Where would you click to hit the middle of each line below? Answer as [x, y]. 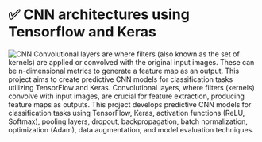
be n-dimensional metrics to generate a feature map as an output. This [124, 71]
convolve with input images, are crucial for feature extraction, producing [126, 96]
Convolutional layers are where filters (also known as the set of [137, 54]
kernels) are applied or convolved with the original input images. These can [131, 62]
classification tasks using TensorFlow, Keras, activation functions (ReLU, [127, 113]
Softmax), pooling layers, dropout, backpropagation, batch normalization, [128, 121]
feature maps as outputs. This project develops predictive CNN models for [130, 104]
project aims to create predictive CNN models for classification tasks [121, 79]
